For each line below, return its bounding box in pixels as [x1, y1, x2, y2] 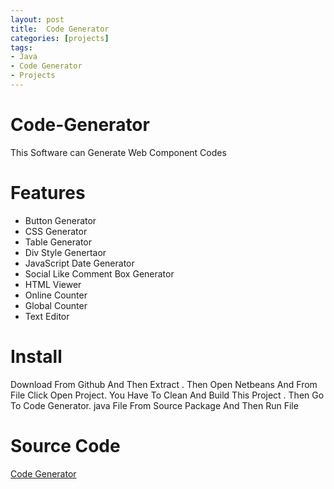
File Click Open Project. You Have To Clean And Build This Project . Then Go [10, 389, 325, 401]
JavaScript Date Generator [24, 257, 135, 269]
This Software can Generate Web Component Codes [10, 146, 227, 158]
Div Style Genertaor [24, 246, 107, 258]
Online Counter [24, 289, 88, 301]
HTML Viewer [24, 278, 82, 290]
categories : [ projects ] [10, 33, 110, 43]
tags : [10, 42, 33, 53]
